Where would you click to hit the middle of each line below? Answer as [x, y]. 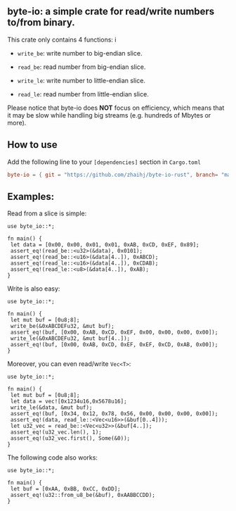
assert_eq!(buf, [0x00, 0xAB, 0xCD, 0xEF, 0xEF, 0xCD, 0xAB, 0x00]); [114, 345]
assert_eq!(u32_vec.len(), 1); [56, 432]
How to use [32, 145]
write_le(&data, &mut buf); [51, 408]
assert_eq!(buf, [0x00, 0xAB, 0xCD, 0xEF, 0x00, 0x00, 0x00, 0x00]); [114, 333]
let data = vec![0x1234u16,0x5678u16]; [69, 402]
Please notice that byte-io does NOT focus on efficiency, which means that [116, 108]
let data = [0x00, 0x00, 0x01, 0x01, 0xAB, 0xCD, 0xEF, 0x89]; [105, 245]
